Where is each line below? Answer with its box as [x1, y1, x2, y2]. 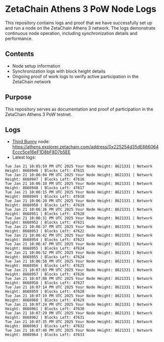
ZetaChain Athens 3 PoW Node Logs [5, 3, 157, 15]
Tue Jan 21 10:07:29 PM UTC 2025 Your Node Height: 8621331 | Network [5, 311, 153, 316]
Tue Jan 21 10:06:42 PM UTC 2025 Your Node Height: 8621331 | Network [5, 233, 153, 238]
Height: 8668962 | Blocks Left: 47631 [5, 315, 84, 320]
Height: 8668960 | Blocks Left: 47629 [5, 298, 84, 303]
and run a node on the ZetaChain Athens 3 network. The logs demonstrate [5, 25, 156, 31]
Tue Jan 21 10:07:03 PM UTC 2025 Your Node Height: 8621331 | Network [5, 267, 153, 272]
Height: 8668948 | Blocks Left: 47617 [5, 186, 84, 190]
